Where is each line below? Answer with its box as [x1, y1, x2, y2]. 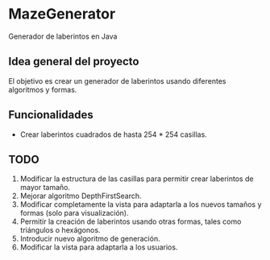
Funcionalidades [8, 108, 94, 122]
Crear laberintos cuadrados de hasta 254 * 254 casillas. [19, 130, 207, 139]
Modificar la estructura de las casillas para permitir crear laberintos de [19, 174, 254, 184]
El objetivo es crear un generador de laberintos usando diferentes [8, 76, 226, 85]
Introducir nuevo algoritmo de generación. [19, 234, 160, 244]
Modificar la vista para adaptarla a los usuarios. [19, 242, 178, 252]
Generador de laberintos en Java [8, 31, 118, 41]
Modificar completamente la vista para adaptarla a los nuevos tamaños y [19, 200, 262, 209]
